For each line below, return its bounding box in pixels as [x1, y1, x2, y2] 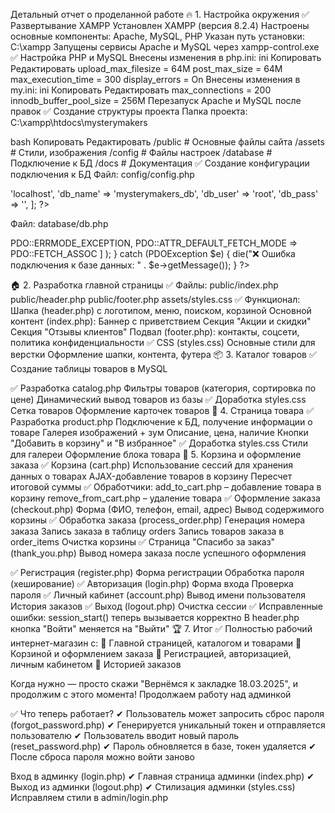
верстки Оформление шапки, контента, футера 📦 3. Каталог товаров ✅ [10, 349, 317, 360]
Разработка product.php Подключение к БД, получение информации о [10, 416, 313, 428]
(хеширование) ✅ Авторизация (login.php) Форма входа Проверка [10, 578, 294, 589]
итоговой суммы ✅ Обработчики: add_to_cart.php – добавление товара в [10, 481, 322, 493]
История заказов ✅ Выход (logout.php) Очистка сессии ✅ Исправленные [10, 600, 323, 612]
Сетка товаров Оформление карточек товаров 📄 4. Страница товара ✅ [10, 405, 314, 416]
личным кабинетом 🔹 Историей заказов [10, 659, 182, 670]
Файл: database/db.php [10, 218, 109, 229]
